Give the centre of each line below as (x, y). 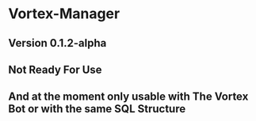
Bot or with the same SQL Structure (97, 109)
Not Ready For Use (55, 69)
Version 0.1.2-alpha (57, 43)
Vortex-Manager (64, 14)
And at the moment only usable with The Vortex (128, 97)
